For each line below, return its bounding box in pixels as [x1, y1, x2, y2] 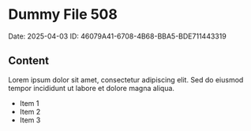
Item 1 [19, 98, 39, 107]
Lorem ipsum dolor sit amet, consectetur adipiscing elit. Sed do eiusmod [8, 75, 244, 84]
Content [8, 54, 50, 67]
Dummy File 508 [8, 5, 118, 24]
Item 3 [19, 115, 41, 125]
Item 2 [19, 107, 41, 116]
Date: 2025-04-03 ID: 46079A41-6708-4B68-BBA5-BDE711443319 [8, 31, 227, 41]
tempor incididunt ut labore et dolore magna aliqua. [8, 83, 175, 93]
